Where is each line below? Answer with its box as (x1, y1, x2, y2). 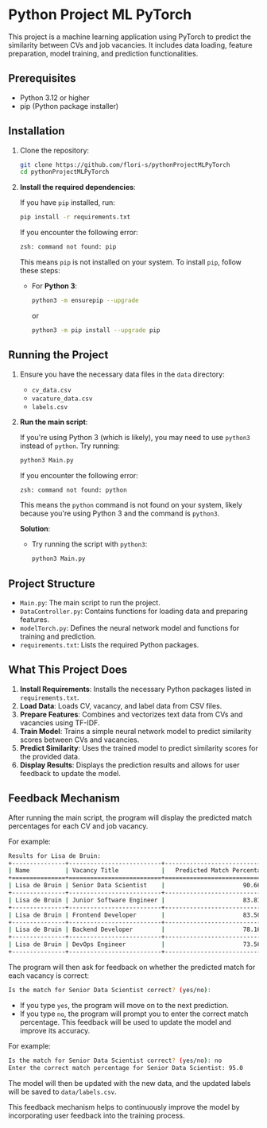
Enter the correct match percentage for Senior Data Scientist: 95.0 (8, 1064, 244, 1072)
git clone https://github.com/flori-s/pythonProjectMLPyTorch (19, 160, 230, 168)
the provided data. (19, 751, 80, 761)
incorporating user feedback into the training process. (8, 1111, 185, 1120)
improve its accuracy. (19, 1026, 91, 1035)
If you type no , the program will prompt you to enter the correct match (19, 1009, 249, 1018)
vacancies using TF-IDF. (19, 717, 100, 728)
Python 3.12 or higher (19, 93, 90, 102)
